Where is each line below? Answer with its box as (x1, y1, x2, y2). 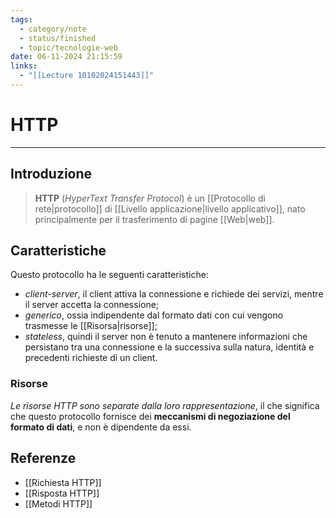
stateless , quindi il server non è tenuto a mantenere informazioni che (24, 331, 308, 343)
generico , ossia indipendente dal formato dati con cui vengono (24, 309, 284, 321)
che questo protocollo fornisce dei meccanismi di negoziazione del (10, 410, 291, 422)
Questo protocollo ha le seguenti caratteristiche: (10, 269, 209, 281)
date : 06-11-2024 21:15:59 (10, 52, 123, 62)
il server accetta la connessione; (24, 299, 160, 311)
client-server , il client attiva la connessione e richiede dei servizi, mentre (24, 288, 324, 300)
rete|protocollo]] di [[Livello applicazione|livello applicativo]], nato (34, 202, 306, 215)
